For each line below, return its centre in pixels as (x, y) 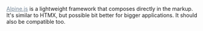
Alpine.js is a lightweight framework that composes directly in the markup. (100, 9)
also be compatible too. (36, 22)
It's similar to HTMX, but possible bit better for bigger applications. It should (102, 15)
